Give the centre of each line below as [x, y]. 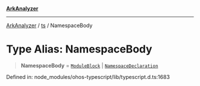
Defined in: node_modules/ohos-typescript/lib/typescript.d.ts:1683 [88, 77]
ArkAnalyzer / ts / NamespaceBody [49, 25]
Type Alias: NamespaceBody [79, 49]
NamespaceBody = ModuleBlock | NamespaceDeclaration [90, 65]
